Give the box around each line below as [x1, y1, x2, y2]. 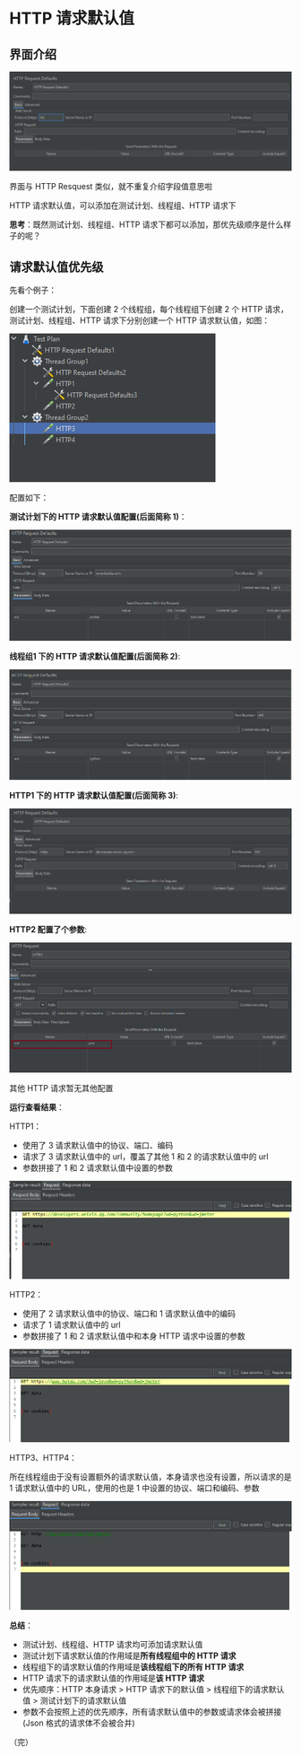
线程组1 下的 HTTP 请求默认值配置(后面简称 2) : [9, 651, 181, 661]
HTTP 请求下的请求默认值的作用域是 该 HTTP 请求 [21, 1673, 205, 1683]
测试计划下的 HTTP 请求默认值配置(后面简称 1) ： [9, 511, 187, 522]
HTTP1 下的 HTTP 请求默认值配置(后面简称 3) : [9, 790, 179, 800]
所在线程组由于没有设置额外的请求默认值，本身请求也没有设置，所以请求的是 [9, 1471, 292, 1481]
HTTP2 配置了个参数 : [9, 923, 88, 934]
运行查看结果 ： [9, 1102, 64, 1113]
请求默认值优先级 [9, 259, 104, 275]
